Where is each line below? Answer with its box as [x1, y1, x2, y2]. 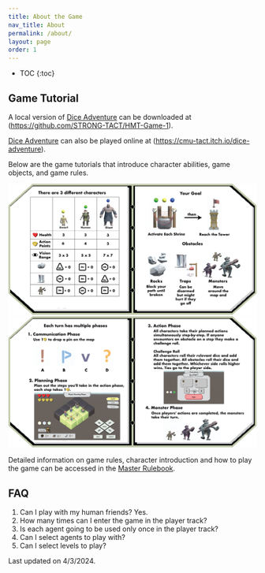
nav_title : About [8, 20, 65, 29]
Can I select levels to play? [19, 541, 106, 551]
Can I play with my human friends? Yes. [19, 508, 148, 517]
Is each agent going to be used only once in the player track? [19, 524, 218, 534]
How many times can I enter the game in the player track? [19, 516, 207, 526]
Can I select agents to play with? [19, 533, 126, 542]
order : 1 [8, 46, 37, 54]
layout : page [8, 38, 51, 46]
